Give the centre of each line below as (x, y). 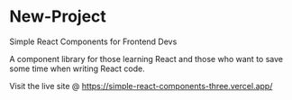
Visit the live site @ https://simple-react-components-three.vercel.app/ (141, 86)
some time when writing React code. (78, 68)
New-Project (58, 17)
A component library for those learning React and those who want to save (146, 59)
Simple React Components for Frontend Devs (93, 41)
